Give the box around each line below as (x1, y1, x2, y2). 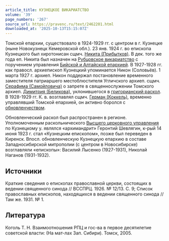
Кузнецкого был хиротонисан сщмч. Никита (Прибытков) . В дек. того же (5, 51, 162, 57)
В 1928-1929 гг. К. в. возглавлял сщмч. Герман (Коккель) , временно (5, 94, 152, 100)
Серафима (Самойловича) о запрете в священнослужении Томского (5, 83, 154, 89)
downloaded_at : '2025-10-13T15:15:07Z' (5, 26, 89, 31)
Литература (5, 211, 45, 220)
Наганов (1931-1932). (5, 152, 50, 158)
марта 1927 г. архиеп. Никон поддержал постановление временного (5, 72, 153, 78)
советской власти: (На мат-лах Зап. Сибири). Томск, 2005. (5, 230, 132, 236)
